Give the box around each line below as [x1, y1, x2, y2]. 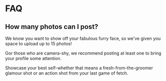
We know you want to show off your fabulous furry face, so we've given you [5, 35, 161, 41]
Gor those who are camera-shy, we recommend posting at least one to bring [5, 50, 162, 56]
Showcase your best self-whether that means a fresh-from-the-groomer [5, 65, 153, 71]
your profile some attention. [5, 55, 62, 61]
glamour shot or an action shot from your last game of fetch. [5, 70, 128, 76]
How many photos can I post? [5, 23, 99, 31]
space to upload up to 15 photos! [5, 41, 72, 47]
